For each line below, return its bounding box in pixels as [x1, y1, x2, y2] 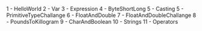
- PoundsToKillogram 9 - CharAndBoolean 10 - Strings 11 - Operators [6, 18, 178, 25]
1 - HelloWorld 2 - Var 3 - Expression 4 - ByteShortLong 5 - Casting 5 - [6, 5, 184, 12]
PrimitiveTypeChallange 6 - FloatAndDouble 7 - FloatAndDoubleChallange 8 [6, 12, 197, 19]
